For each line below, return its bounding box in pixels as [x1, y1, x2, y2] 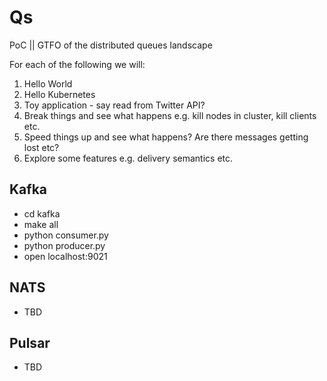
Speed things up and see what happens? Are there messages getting [23, 131, 309, 143]
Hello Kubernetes [23, 88, 96, 100]
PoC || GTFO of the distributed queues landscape [9, 39, 213, 51]
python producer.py [23, 239, 106, 251]
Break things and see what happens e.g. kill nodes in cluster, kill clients [23, 109, 317, 121]
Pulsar [9, 334, 51, 351]
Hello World [23, 77, 73, 90]
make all [23, 218, 59, 230]
